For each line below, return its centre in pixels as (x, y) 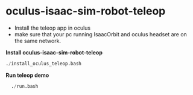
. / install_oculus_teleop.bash (44, 64)
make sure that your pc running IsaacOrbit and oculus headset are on (101, 34)
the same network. (38, 41)
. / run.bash (25, 86)
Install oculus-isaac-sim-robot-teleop (54, 52)
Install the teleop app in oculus (52, 28)
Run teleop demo (27, 75)
